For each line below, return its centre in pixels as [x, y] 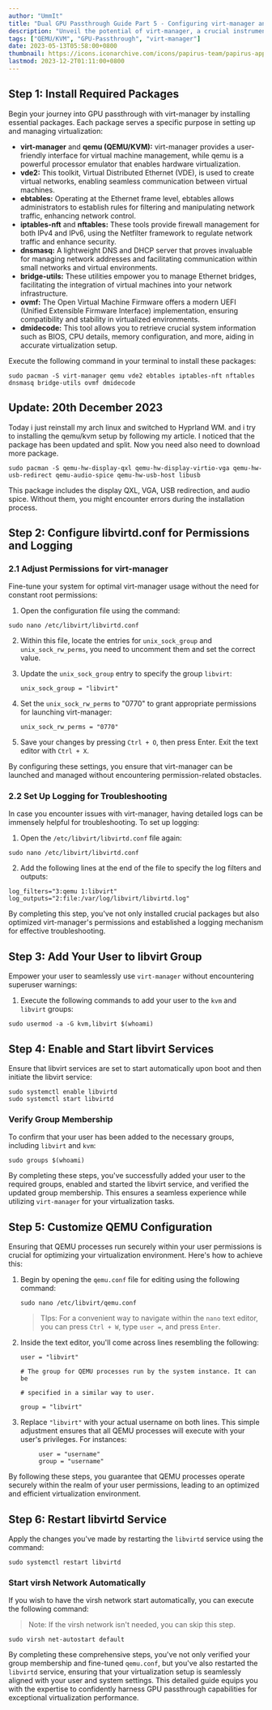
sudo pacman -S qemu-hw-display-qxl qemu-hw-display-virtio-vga [119, 468]
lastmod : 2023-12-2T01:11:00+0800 [67, 62]
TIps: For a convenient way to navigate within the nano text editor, [149, 1318]
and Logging [40, 545]
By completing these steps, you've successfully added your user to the [127, 1176]
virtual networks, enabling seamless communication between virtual [134, 181]
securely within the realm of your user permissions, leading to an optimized [134, 1485]
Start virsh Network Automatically [77, 1583]
